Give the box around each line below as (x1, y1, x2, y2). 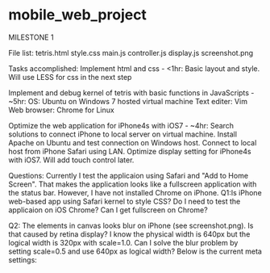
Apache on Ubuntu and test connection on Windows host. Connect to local (8, 137, 257, 147)
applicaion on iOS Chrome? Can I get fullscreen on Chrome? (8, 204, 208, 215)
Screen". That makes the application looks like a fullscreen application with (8, 179, 257, 189)
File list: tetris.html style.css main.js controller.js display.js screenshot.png (8, 48, 254, 57)
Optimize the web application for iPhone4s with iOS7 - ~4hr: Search (8, 120, 235, 130)
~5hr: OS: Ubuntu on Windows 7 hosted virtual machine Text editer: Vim (8, 96, 248, 106)
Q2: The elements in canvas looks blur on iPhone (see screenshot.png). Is (8, 220, 254, 230)
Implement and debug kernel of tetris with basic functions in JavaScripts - (8, 87, 255, 98)
